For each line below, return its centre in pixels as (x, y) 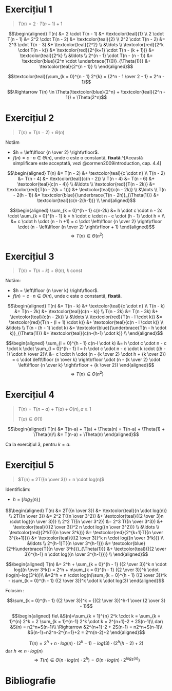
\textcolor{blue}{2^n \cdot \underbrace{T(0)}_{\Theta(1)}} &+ (86, 61)
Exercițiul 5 (30, 465)
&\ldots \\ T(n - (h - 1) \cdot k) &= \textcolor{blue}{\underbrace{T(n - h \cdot (86, 328)
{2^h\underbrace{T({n (29, 549)
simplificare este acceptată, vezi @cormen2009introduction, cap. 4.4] (87, 163)
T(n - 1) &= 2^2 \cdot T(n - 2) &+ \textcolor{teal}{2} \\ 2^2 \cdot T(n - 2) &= (86, 39)
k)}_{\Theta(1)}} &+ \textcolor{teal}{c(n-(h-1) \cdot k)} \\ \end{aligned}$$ (86, 333)
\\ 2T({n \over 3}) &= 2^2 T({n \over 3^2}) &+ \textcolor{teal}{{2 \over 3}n (86, 516)
